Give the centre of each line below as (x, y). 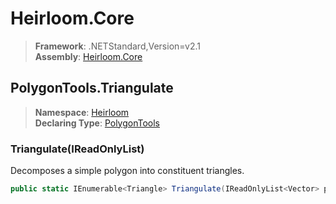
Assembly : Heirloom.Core (88, 56)
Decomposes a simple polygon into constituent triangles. (127, 171)
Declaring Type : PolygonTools (97, 123)
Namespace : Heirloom (82, 112)
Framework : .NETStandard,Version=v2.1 (117, 46)
